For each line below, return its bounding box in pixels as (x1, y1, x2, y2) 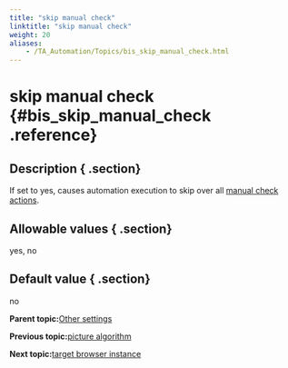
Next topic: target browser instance (9, 348, 142, 359)
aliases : (9, 38, 43, 48)
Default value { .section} (9, 272, 152, 287)
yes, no (9, 244, 37, 255)
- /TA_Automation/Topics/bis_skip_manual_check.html (25, 47, 230, 56)
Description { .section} (9, 161, 142, 176)
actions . (9, 194, 39, 205)
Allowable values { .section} (9, 221, 173, 236)
